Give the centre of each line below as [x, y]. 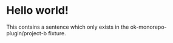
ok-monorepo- [148, 27]
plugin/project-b [27, 33]
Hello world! [37, 10]
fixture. [57, 33]
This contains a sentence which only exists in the [68, 27]
